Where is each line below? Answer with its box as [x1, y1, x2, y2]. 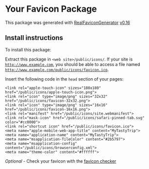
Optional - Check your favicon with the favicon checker [5, 158, 116, 164]
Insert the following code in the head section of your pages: [5, 76, 124, 82]
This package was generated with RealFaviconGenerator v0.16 [5, 20, 130, 25]
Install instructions [5, 34, 63, 42]
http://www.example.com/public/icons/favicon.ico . [5, 66, 109, 72]
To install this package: [5, 46, 52, 52]
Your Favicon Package [5, 3, 97, 15]
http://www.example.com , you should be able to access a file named [5, 61, 140, 67]
